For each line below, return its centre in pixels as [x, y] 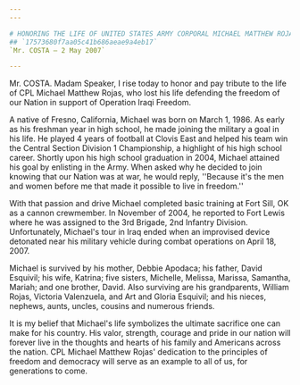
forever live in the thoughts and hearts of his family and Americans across [145, 343]
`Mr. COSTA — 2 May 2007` [57, 50]
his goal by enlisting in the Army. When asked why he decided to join [136, 167]
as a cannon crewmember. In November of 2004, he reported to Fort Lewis [147, 213]
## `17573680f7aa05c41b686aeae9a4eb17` [83, 42]
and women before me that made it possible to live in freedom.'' [126, 186]
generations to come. [48, 371]
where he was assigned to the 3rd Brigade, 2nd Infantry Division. [129, 222]
